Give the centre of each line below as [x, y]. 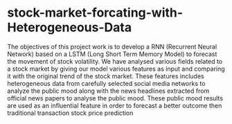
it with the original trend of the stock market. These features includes [106, 76]
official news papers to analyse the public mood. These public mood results [115, 98]
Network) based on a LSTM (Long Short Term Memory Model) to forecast [112, 54]
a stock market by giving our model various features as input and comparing [116, 69]
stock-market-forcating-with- [95, 13]
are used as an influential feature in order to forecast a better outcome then [115, 105]
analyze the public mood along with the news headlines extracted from [108, 91]
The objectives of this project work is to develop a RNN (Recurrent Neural [112, 46]
